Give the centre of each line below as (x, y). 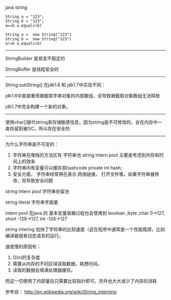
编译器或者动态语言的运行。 (34, 236)
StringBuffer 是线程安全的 (32, 69)
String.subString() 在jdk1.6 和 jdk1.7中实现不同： (55, 85)
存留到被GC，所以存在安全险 (40, 129)
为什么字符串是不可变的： (32, 144)
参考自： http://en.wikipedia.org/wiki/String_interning (61, 292)
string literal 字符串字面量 (32, 202)
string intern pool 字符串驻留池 (37, 191)
